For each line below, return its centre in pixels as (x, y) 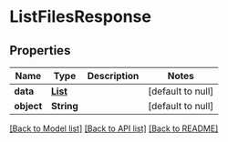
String (65, 106)
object (28, 106)
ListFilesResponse (81, 17)
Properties (40, 51)
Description (113, 76)
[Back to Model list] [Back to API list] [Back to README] (114, 128)
